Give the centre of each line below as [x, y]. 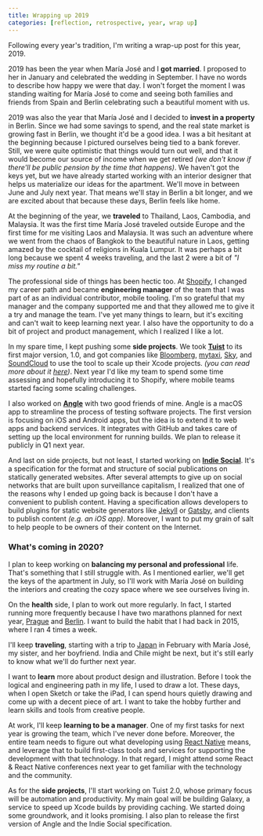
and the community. [40, 775]
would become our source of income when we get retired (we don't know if [130, 159]
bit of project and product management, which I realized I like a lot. [116, 331]
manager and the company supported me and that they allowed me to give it [131, 306]
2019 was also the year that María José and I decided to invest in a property [132, 117]
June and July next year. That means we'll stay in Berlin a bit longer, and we [130, 192]
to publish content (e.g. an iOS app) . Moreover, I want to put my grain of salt [131, 518]
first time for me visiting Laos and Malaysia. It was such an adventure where [131, 232]
